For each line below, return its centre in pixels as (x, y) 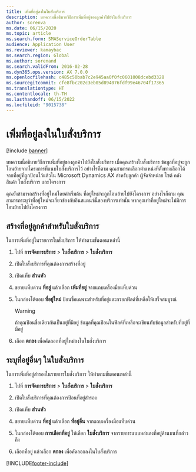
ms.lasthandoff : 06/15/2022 (41, 99)
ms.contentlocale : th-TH (36, 94)
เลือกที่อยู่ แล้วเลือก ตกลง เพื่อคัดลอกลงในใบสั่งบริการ (66, 451)
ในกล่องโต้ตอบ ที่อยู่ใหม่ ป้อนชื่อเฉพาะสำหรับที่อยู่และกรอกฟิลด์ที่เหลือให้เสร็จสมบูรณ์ (96, 299)
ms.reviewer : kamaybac (34, 50)
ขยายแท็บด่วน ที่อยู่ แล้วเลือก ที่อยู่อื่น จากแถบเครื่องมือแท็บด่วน (75, 421)
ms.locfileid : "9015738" (36, 105)
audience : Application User (41, 45)
